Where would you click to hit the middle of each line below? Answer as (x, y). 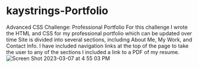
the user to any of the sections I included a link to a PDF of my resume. (93, 52)
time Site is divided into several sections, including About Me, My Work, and (99, 39)
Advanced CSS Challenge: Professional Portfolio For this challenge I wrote (97, 27)
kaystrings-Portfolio (57, 11)
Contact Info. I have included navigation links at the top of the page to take (98, 46)
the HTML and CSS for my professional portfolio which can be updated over (99, 33)
